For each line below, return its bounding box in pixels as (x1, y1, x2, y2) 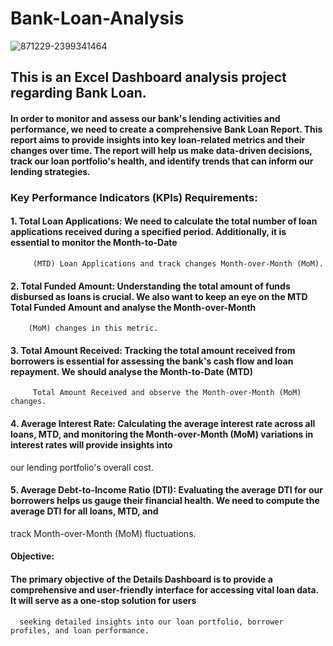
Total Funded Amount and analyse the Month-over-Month (10, 301, 257, 313)
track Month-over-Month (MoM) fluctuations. (10, 527, 197, 539)
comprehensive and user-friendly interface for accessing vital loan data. (10, 584, 319, 596)
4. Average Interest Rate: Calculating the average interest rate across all (10, 418, 316, 430)
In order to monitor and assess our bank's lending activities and (10, 112, 281, 124)
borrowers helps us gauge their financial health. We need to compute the (10, 495, 320, 507)
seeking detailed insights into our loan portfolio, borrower (19, 617, 284, 627)
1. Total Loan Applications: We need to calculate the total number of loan (10, 215, 318, 227)
